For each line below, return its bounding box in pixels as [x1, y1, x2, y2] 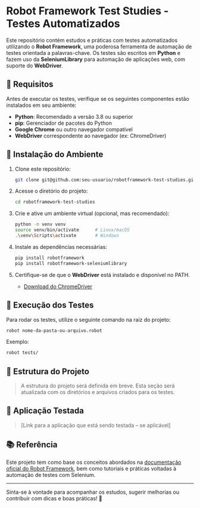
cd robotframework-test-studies [14, 199, 95, 205]
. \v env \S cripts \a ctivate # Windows [14, 233, 120, 239]
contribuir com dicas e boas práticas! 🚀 [6, 494, 102, 502]
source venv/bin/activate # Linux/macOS [14, 227, 130, 233]
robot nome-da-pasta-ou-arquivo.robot [6, 327, 102, 334]
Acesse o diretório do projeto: [14, 187, 88, 195]
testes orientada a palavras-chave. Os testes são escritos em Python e [6, 49, 180, 56]
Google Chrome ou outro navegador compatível [14, 125, 133, 133]
